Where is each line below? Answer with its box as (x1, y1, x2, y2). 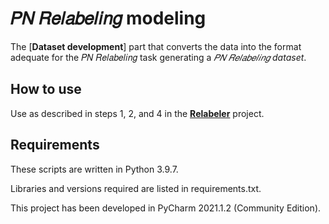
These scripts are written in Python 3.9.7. (10, 163, 179, 175)
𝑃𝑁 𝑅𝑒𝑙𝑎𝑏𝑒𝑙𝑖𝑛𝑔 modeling (10, 7, 207, 30)
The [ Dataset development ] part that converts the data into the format (10, 40, 302, 52)
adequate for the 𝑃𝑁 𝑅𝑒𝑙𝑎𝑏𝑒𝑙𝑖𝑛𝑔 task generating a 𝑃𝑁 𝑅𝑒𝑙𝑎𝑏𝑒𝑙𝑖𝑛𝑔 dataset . (10, 51, 307, 63)
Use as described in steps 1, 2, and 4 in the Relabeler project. (10, 107, 265, 119)
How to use (10, 81, 82, 98)
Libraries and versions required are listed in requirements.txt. (10, 182, 262, 194)
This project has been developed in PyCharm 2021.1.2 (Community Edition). (10, 202, 322, 214)
